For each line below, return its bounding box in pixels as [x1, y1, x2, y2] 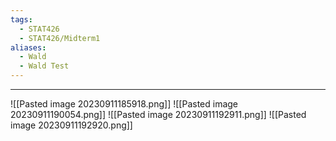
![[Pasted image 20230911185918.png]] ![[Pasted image [10, 98, 239, 110]
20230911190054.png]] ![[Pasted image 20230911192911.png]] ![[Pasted [10, 109, 307, 120]
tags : [10, 14, 33, 25]
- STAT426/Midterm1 [19, 33, 101, 43]
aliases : [10, 42, 47, 53]
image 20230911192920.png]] [10, 119, 133, 131]
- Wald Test [19, 61, 70, 71]
